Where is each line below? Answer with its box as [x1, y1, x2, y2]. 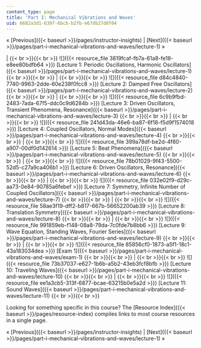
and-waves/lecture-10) [6, 273, 63, 280]
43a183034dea [6, 247, 44, 254]
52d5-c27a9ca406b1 [6, 164, 58, 171]
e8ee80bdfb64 [6, 61, 44, 68]
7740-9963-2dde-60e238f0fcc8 [6, 80, 88, 88]
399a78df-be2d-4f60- [125, 138, 182, 146]
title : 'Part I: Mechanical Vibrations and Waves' [6, 14, 136, 21]
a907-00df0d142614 [6, 144, 57, 152]
